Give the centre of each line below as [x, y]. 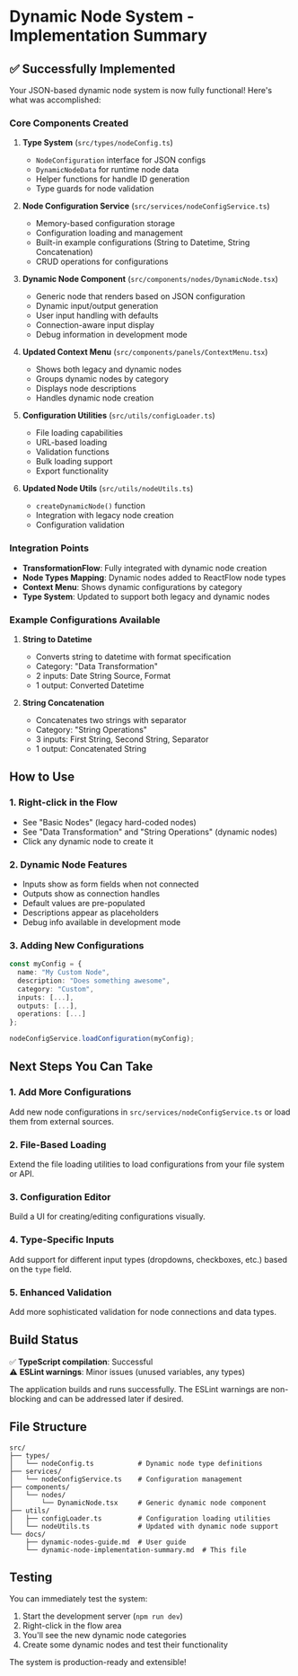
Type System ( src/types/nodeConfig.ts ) [97, 143]
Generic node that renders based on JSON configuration [140, 296]
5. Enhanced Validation [61, 1292]
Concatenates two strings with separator [111, 719]
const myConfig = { [46, 964]
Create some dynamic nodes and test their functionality [125, 1645]
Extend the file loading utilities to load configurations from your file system [147, 1164]
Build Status [44, 1340]
